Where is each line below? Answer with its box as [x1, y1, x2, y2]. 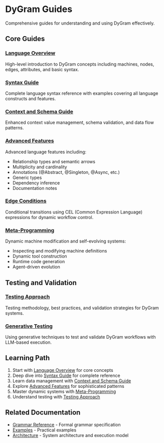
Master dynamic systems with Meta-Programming [12, 388, 116, 394]
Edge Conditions [5, 197, 47, 204]
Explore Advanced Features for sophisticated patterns [12, 383, 124, 389]
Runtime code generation [12, 259, 65, 265]
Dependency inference [12, 179, 60, 186]
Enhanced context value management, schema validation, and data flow [5, 119, 154, 126]
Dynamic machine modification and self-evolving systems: [5, 238, 126, 244]
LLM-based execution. [5, 339, 52, 345]
